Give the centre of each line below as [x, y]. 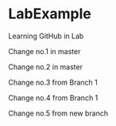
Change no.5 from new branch [58, 113]
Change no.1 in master [44, 51]
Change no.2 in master [46, 67]
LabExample [50, 14]
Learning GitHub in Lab [46, 36]
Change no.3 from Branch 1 [53, 82]
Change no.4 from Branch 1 [53, 97]
